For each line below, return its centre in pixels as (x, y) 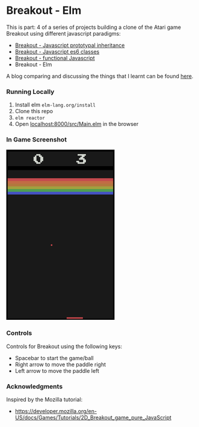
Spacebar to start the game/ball (54, 358)
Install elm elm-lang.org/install (55, 105)
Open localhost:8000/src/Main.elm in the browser (77, 124)
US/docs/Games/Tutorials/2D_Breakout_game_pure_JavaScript (93, 418)
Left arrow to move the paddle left (57, 370)
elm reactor (30, 118)
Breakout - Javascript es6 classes (57, 51)
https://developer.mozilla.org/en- (56, 411)
